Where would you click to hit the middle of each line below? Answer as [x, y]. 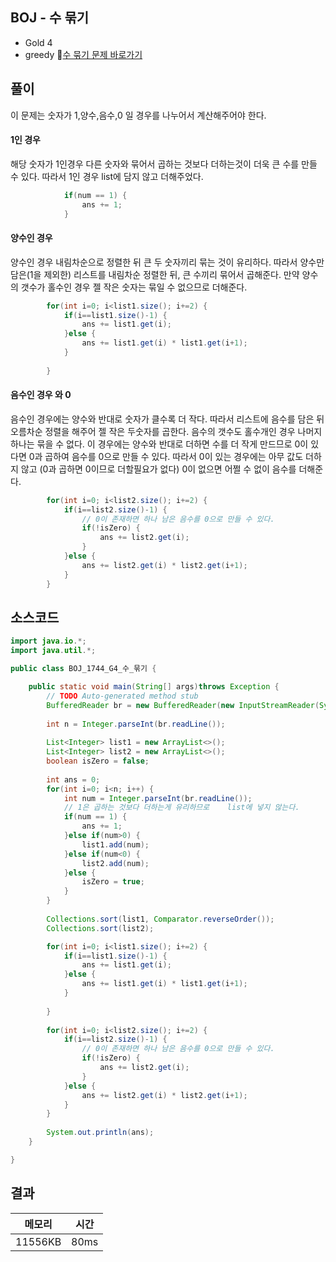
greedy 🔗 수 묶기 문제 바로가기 [83, 54]
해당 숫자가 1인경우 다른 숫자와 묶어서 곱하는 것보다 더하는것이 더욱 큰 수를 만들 [164, 164]
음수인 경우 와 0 [41, 395]
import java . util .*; [53, 651]
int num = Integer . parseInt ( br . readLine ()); [158, 798]
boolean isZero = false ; [98, 761]
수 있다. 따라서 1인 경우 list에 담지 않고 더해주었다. [107, 176]
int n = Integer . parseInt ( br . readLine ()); [136, 724]
